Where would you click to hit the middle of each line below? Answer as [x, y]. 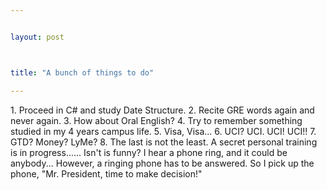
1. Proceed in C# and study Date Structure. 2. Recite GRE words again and [162, 110]
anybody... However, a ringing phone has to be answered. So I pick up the [162, 163]
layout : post [37, 37]
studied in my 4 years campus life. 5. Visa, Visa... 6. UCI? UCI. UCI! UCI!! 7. [163, 131]
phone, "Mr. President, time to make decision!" [106, 173]
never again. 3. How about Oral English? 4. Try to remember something [156, 120]
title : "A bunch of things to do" [82, 72]
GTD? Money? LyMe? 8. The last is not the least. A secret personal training [164, 142]
